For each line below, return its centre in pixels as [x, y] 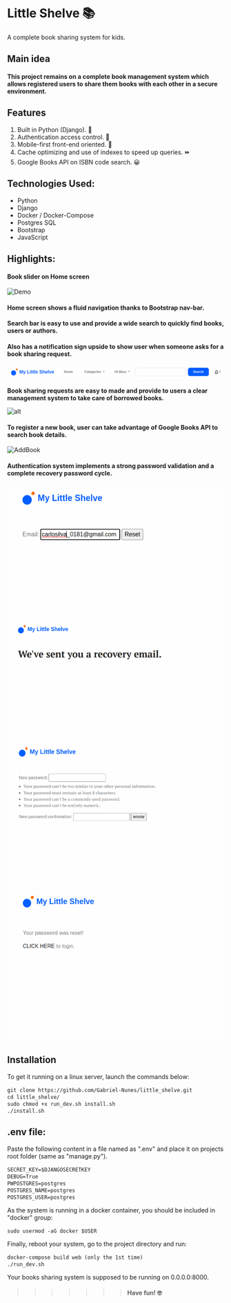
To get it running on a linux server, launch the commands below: [98, 1076]
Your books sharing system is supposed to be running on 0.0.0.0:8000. [108, 1277]
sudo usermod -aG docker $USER [52, 1231]
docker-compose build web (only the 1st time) [75, 1257]
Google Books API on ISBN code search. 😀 [78, 162]
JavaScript [32, 237]
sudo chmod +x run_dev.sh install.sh [61, 1104]
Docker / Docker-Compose [56, 215]
